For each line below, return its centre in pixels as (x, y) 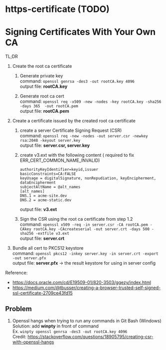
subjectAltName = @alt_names (50, 187)
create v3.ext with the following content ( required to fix (77, 155)
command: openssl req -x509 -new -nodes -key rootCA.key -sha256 (90, 101)
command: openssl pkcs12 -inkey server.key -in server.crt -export (85, 254)
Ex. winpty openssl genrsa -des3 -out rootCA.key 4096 (70, 331)
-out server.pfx (29, 258)
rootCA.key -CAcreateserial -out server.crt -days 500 (91, 229)
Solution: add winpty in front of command (55, 326)
